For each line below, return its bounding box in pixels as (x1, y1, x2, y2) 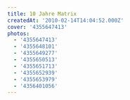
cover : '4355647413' (7, 23, 68, 30)
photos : (7, 30, 30, 37)
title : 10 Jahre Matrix (7, 10, 77, 18)
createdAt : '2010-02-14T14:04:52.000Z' (7, 17, 124, 24)
